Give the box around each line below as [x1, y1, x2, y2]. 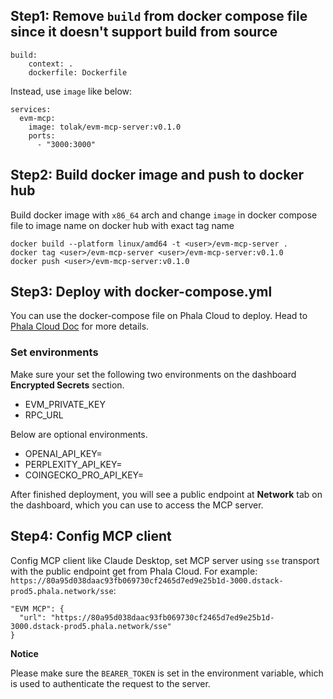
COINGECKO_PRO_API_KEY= [24, 469, 145, 481]
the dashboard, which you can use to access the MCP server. [10, 499, 264, 511]
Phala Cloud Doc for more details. [10, 320, 150, 333]
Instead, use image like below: [10, 85, 133, 97]
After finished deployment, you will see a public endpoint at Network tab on [10, 488, 323, 500]
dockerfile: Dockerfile [28, 67, 128, 78]
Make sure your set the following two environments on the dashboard [10, 368, 297, 380]
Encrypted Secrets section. [10, 379, 125, 391]
